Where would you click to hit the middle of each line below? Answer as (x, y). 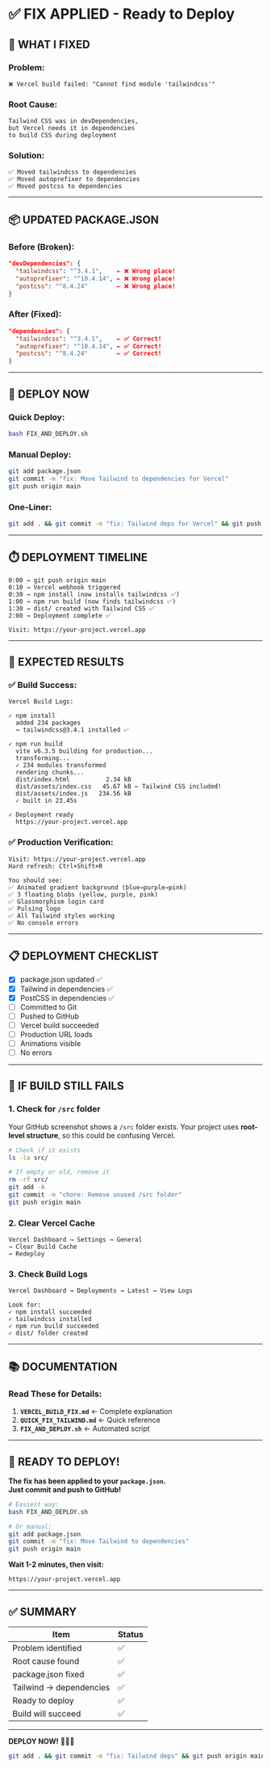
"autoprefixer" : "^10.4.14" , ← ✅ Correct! (89, 346)
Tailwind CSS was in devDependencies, (73, 121)
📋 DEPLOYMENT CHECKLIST (83, 956)
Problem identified (47, 1648)
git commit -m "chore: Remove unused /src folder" (95, 1195)
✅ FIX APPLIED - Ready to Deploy (122, 14)
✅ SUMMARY (43, 1612)
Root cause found (46, 1661)
